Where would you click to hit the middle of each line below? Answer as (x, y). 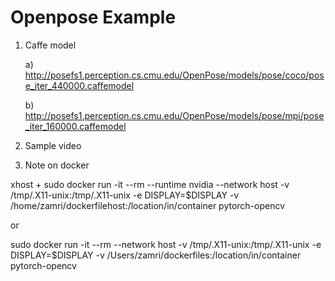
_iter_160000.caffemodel (75, 126)
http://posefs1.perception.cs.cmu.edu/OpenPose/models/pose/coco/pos (174, 75)
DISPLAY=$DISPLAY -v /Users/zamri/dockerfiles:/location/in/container (156, 255)
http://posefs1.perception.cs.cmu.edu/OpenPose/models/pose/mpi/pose (174, 115)
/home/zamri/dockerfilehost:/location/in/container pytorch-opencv (148, 205)
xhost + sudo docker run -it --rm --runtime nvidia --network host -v (150, 184)
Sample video (53, 145)
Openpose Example (93, 17)
